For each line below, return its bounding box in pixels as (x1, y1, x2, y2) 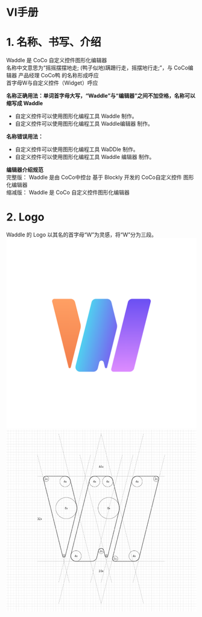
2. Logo (6, 210, 45, 224)
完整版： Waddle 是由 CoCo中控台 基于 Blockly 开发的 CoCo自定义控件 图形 (6, 173, 194, 181)
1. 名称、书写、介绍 (6, 36, 101, 49)
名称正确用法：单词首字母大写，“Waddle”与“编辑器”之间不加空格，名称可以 (6, 92, 196, 100)
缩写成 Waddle (6, 100, 43, 107)
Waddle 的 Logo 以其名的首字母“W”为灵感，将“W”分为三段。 (6, 231, 157, 239)
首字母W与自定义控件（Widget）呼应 (6, 79, 98, 86)
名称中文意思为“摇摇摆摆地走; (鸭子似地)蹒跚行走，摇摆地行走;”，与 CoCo (6, 64, 189, 71)
